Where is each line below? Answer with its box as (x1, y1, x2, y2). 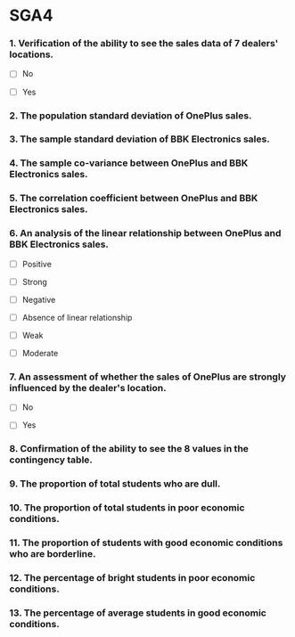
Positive (21, 258, 52, 269)
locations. (9, 48, 54, 61)
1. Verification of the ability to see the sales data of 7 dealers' (9, 37, 279, 50)
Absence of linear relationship (21, 312, 133, 323)
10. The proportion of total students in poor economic (9, 502, 245, 514)
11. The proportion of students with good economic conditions (9, 536, 283, 549)
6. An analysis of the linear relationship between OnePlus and (9, 227, 282, 240)
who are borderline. (9, 548, 96, 560)
